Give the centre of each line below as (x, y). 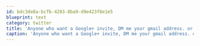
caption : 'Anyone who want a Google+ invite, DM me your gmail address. (98, 34)
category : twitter (29, 23)
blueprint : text (26, 17)
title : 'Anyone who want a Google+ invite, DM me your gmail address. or (100, 28)
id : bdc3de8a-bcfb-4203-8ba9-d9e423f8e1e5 (60, 12)
